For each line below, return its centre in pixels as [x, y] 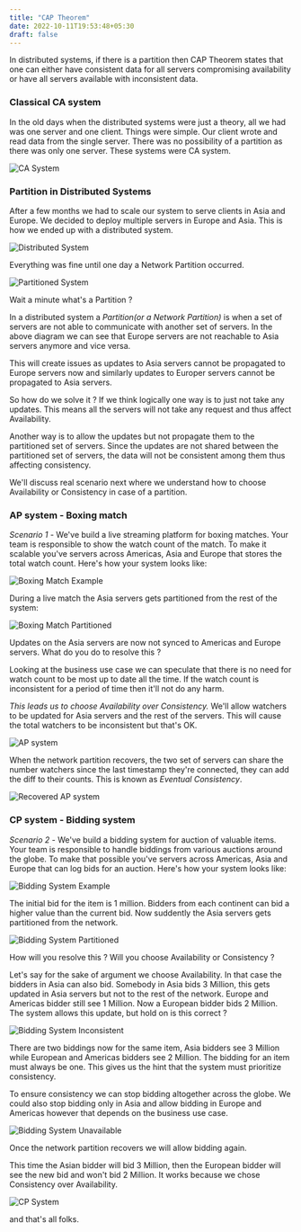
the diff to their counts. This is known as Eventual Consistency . [126, 780]
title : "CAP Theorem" [50, 18]
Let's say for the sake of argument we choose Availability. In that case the [146, 974]
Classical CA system [55, 103]
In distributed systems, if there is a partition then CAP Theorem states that [146, 60]
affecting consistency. [50, 465]
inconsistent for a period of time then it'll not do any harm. [117, 689]
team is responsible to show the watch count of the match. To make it [138, 544]
